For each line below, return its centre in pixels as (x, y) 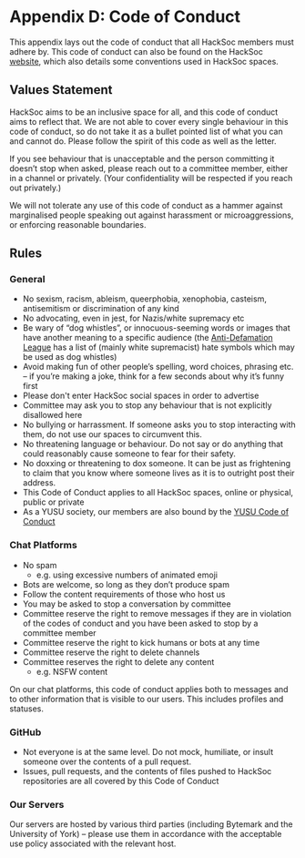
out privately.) (36, 188)
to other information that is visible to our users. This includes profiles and (147, 699)
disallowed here (52, 415)
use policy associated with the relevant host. (93, 843)
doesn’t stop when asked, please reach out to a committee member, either (149, 168)
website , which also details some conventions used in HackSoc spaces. (144, 61)
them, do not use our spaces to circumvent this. (112, 434)
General (27, 280)
